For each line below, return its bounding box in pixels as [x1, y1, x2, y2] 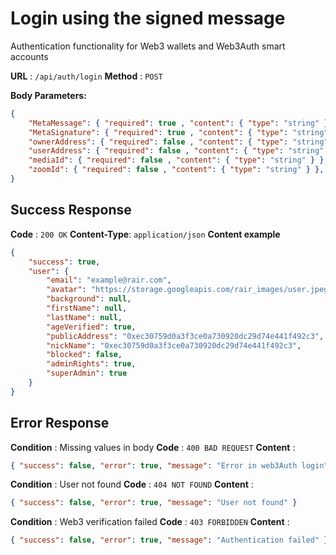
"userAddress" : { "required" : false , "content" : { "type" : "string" [28, 146, 325, 156]
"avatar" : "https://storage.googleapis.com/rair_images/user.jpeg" [46, 285, 333, 295]
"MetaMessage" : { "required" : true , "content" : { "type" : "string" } [28, 118, 329, 128]
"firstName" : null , [46, 303, 128, 313]
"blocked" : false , [46, 350, 123, 360]
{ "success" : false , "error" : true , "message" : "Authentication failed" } [10, 535, 329, 546]
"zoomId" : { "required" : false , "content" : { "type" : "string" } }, [28, 165, 325, 175]
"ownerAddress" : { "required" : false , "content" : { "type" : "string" [28, 137, 329, 147]
